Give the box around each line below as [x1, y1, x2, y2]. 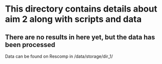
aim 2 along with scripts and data [5, 14, 142, 25]
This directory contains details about [5, 3, 157, 15]
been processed [5, 40, 55, 49]
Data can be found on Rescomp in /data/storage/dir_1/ [5, 53, 113, 59]
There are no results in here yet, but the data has [5, 33, 155, 41]
